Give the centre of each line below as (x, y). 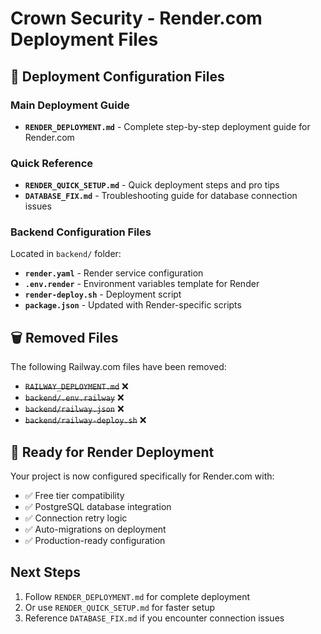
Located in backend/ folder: (66, 254)
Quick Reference (52, 163)
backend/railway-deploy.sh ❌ (85, 420)
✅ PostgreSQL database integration (98, 507)
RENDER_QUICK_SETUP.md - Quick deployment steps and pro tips (152, 185)
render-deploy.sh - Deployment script (103, 294)
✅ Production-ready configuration (95, 541)
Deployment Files (84, 39)
